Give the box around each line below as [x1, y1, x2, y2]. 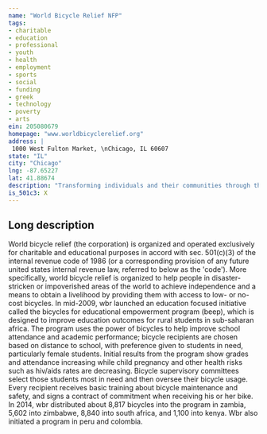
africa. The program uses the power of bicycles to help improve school [8, 324, 241, 334]
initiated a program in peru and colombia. [8, 417, 143, 426]
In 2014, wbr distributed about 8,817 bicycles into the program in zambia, [8, 400, 246, 409]
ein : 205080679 [8, 122, 59, 130]
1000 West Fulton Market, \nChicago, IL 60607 [11, 145, 169, 153]
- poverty [8, 108, 41, 116]
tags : [8, 19, 26, 27]
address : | [8, 137, 44, 145]
